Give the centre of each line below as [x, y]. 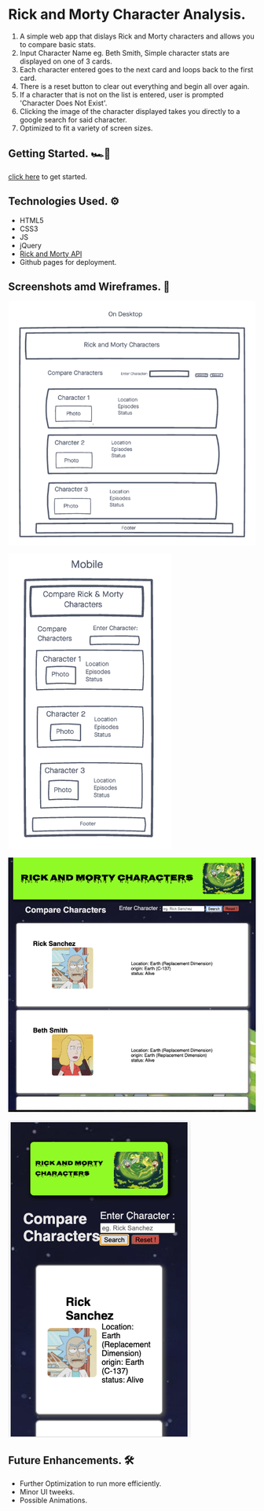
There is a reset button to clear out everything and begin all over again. [134, 86]
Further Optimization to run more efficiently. [90, 1483]
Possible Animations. [53, 1500]
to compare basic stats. [57, 44]
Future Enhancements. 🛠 [71, 1460]
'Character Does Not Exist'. [63, 103]
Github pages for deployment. [68, 262]
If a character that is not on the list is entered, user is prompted [121, 94]
